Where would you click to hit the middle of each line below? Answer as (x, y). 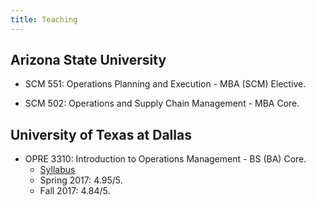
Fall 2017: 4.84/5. (75, 191)
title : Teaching (44, 19)
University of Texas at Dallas (101, 134)
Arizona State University (88, 60)
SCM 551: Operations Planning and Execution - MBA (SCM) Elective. (165, 84)
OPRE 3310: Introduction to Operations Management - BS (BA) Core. (165, 159)
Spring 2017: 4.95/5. (81, 180)
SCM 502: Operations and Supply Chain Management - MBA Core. (162, 103)
